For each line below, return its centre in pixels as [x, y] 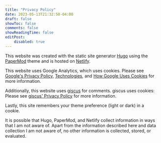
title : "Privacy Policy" [30, 10]
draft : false [18, 19]
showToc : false [21, 23]
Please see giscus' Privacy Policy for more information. [61, 96]
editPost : [15, 37]
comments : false [22, 28]
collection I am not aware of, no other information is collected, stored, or [78, 131]
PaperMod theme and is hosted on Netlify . [48, 61]
